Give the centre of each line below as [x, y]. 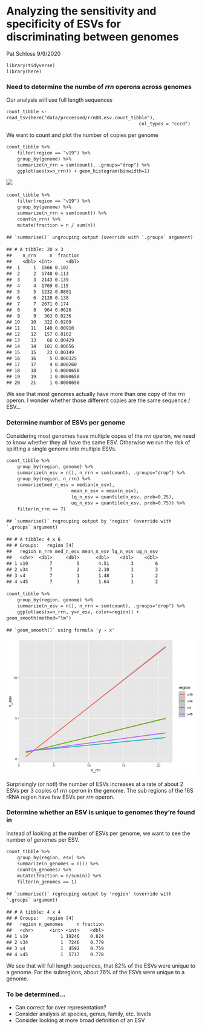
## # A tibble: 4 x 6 [34, 539]
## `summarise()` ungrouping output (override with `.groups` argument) [100, 237]
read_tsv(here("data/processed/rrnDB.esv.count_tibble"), [81, 118]
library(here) [24, 71]
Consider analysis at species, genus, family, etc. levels [83, 1014]
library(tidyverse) [31, 65]
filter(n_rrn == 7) [42, 509]
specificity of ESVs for [64, 24]
